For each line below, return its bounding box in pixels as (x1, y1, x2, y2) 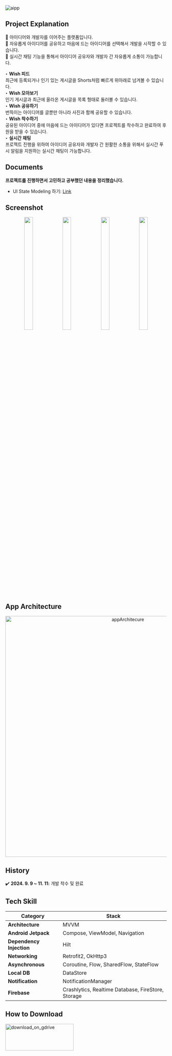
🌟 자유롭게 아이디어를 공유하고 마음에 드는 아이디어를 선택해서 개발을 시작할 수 (5, 40, 161, 46)
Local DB (8, 969, 30, 976)
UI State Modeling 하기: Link (12, 188, 72, 194)
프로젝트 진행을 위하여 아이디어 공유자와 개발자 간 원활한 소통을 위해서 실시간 (5, 141, 159, 147)
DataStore (62, 969, 87, 976)
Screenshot (5, 203, 44, 212)
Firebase (8, 989, 30, 996)
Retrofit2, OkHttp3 (62, 952, 107, 959)
